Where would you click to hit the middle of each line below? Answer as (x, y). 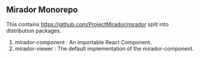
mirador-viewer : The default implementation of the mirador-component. (104, 48)
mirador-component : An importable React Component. (83, 42)
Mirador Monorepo (42, 10)
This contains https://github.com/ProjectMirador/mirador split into (88, 24)
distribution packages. (34, 30)
